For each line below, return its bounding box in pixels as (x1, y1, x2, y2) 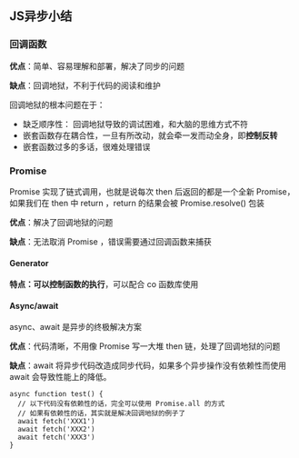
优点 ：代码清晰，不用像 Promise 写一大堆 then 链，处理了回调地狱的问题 (9, 341, 281, 352)
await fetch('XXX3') (17, 433, 95, 443)
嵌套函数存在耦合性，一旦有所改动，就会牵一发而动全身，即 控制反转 (22, 130, 278, 141)
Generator (9, 257, 49, 268)
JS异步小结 (9, 8, 73, 25)
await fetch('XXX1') (17, 417, 95, 426)
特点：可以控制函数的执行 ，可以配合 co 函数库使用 (9, 279, 199, 290)
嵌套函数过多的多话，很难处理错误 (22, 141, 151, 152)
